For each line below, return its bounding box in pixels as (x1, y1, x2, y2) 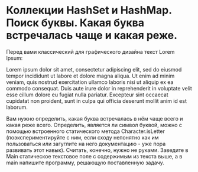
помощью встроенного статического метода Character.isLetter (6, 128, 165, 135)
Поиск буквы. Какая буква (6, 16, 145, 30)
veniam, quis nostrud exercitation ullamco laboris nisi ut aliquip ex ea (6, 78, 174, 86)
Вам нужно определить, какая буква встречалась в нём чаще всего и (6, 115, 183, 122)
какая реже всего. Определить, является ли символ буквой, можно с (6, 121, 182, 128)
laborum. (6, 103, 28, 111)
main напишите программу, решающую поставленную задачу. (6, 159, 164, 166)
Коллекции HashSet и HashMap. (6, 4, 172, 17)
